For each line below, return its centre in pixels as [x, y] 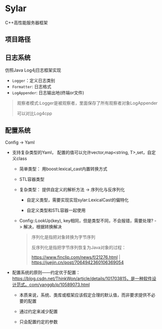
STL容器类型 [32, 179]
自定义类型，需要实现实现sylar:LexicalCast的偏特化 [78, 200]
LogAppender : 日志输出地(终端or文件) [48, 93]
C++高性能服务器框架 [26, 22]
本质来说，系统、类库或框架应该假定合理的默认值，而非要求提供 [83, 295]
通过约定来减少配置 [39, 311]
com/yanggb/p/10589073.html [59, 284]
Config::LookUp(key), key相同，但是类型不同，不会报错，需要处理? [86, 220]
